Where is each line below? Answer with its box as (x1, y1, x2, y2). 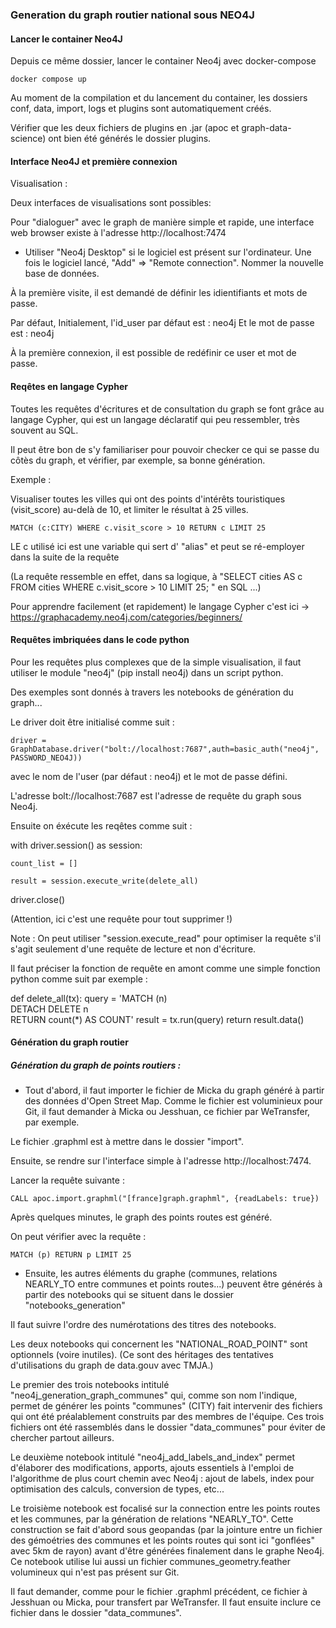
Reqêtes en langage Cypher (10, 380, 128, 392)
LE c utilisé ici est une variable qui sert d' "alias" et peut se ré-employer (10, 540, 305, 552)
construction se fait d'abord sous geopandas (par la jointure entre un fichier (10, 1524, 323, 1536)
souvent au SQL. (10, 424, 79, 436)
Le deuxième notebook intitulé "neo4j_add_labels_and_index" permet (10, 1451, 295, 1463)
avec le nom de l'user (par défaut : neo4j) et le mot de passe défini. (10, 770, 288, 782)
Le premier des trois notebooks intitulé (10, 1379, 170, 1391)
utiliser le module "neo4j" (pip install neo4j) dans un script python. (10, 666, 284, 678)
